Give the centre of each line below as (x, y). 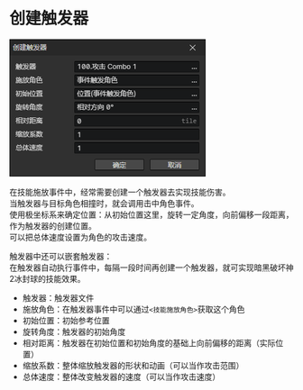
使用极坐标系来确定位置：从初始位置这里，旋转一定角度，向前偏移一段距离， (151, 214)
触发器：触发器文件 (58, 297)
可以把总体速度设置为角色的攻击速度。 (80, 237)
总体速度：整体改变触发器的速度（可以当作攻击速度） (121, 376)
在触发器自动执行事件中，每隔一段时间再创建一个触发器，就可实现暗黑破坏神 (151, 268)
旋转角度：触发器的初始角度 (74, 331)
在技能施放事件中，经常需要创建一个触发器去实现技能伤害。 (120, 192)
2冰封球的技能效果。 (47, 278)
